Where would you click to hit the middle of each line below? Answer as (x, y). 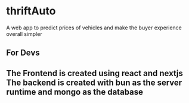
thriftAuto (31, 11)
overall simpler (24, 34)
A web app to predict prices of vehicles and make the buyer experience (94, 28)
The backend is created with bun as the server (94, 82)
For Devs (23, 53)
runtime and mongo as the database (75, 92)
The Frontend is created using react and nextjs (94, 73)
